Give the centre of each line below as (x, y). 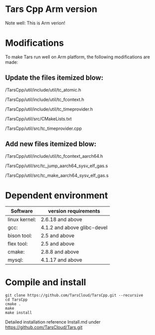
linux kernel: (22, 220)
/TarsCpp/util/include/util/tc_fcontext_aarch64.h (54, 156)
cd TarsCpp (16, 300)
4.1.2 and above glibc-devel (74, 227)
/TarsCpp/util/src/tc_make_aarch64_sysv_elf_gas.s (57, 175)
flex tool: (18, 244)
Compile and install (46, 282)
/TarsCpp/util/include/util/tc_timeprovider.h (49, 109)
